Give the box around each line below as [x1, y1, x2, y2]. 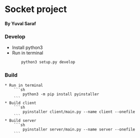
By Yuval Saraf [5, 20, 36, 26]
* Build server [5, 118, 37, 123]
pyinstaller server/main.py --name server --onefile [23, 127, 135, 132]
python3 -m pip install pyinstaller [23, 92, 99, 97]
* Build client [5, 101, 37, 106]
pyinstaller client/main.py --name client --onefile [23, 109, 135, 114]
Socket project [5, 4, 67, 15]
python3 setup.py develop [21, 59, 76, 65]
